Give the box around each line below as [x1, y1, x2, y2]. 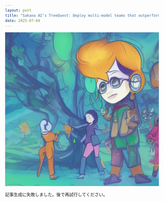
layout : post [5, 8, 32, 13]
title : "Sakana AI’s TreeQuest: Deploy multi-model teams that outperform [5, 13, 161, 18]
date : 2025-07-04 [5, 18, 41, 23]
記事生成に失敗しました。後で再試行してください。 [5, 192, 108, 198]
